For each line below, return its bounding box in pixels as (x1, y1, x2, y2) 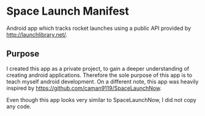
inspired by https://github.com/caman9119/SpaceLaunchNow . (6, 84, 162, 92)
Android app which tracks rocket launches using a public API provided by (6, 24, 192, 32)
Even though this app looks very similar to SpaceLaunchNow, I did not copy (6, 96, 197, 103)
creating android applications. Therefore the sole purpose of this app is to (6, 71, 193, 79)
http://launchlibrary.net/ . (6, 31, 68, 38)
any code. (6, 103, 32, 110)
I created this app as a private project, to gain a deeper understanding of (6, 65, 190, 72)
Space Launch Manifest (6, 4, 130, 18)
